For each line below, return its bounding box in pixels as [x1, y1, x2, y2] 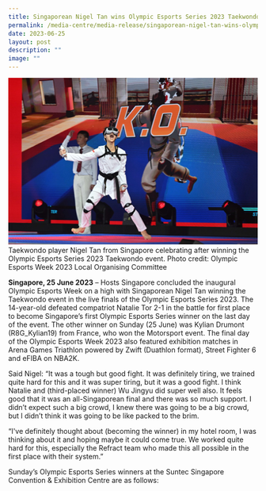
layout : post [8, 38, 51, 46]
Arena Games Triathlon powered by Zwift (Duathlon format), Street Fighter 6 [8, 345, 256, 355]
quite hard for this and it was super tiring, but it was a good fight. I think [8, 377, 241, 386]
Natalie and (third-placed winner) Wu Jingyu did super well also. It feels [8, 386, 243, 395]
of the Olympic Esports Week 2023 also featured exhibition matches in [8, 336, 239, 346]
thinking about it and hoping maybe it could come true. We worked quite [8, 435, 244, 444]
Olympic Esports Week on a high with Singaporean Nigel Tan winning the [8, 286, 246, 295]
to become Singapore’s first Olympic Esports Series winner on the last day [8, 311, 251, 320]
